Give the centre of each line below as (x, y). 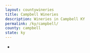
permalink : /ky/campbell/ (32, 24)
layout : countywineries (30, 10)
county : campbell (23, 28)
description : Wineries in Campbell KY (45, 19)
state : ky (15, 33)
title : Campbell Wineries (32, 14)
